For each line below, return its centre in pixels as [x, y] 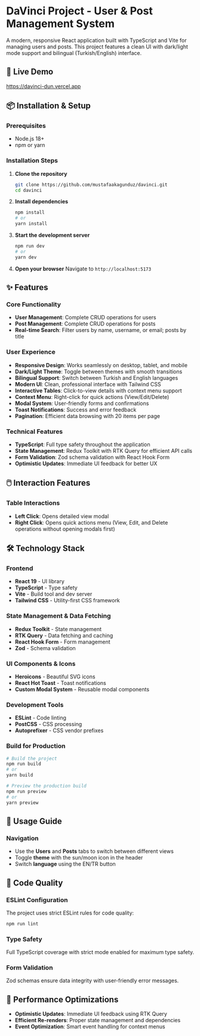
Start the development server [52, 235]
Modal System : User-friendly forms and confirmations [82, 403]
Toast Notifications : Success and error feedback [76, 409]
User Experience [31, 352]
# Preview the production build [46, 786]
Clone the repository [41, 173]
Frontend [20, 568]
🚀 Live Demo [30, 72]
